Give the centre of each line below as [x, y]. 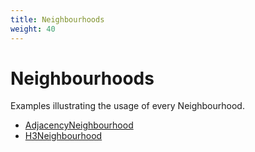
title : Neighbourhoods [57, 19]
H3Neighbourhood [63, 136]
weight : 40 [33, 29]
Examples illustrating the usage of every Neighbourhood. [127, 106]
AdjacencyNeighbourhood [79, 125]
